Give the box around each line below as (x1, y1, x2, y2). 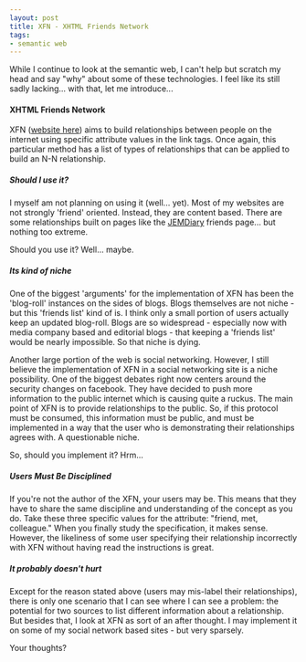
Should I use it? (9, 174, 69, 185)
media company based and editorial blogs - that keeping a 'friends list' (9, 327, 276, 338)
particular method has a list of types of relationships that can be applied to (9, 143, 290, 155)
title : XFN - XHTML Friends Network (9, 22, 149, 31)
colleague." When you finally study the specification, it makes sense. (9, 522, 269, 534)
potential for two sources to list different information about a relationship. (9, 605, 285, 616)
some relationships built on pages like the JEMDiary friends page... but (9, 216, 276, 228)
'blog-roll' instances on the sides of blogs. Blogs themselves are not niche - (9, 298, 295, 309)
